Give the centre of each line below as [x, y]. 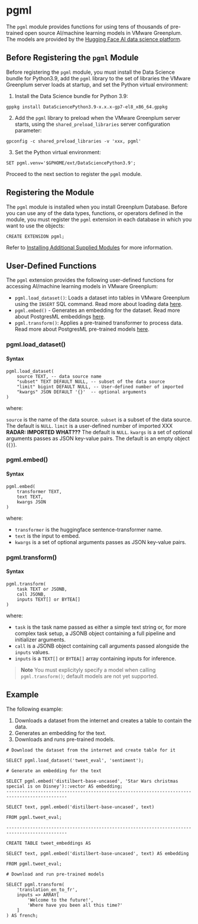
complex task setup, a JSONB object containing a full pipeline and [95, 633]
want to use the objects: [35, 226]
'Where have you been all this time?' [75, 905]
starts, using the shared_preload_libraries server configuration [92, 124]
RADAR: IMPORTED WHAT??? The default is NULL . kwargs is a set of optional [99, 432]
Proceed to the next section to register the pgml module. [74, 174]
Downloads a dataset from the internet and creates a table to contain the [103, 720]
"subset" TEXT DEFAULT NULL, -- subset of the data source [91, 382]
